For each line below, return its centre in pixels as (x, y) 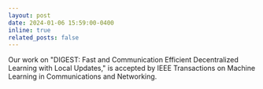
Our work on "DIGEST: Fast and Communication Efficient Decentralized (123, 60)
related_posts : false (44, 37)
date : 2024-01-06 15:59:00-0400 (61, 23)
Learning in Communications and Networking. (83, 76)
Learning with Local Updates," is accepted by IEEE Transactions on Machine (132, 69)
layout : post (30, 15)
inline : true (30, 30)
